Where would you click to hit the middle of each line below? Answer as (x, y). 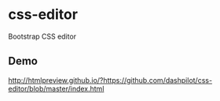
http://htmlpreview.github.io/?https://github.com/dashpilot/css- (110, 80)
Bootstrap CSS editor (42, 36)
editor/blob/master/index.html (56, 88)
